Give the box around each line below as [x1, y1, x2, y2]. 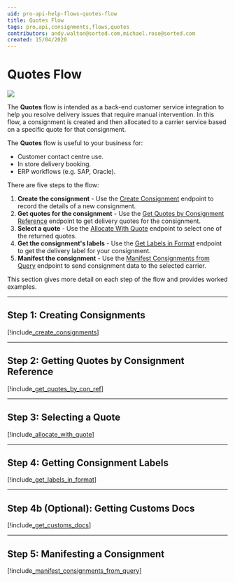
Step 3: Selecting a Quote [7, 412, 121, 424]
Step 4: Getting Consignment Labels [7, 456, 169, 468]
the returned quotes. [17, 232, 77, 241]
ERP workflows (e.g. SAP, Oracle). [17, 168, 116, 176]
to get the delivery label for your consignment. [17, 247, 152, 255]
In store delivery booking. [17, 160, 92, 168]
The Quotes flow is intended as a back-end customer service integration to [7, 103, 225, 111]
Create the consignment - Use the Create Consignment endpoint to [17, 194, 214, 203]
